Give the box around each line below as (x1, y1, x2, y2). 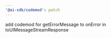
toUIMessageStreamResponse (5, 26, 69, 33)
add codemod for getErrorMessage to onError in (5, 21, 106, 27)
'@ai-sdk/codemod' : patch (5, 7, 60, 13)
